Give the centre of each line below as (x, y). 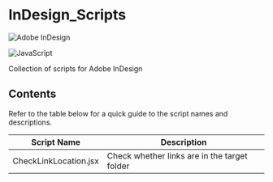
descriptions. (30, 122)
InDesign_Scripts (67, 15)
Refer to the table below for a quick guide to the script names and (118, 113)
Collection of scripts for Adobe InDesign (76, 68)
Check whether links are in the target (177, 155)
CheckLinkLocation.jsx (56, 161)
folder (118, 166)
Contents (32, 94)
